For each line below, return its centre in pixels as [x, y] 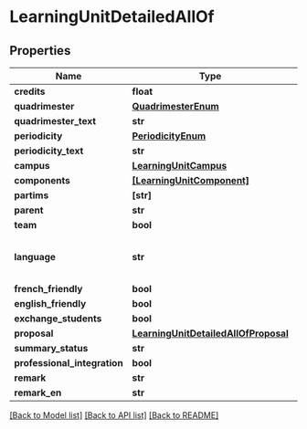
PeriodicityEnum [169, 136]
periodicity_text [49, 151]
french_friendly [48, 289]
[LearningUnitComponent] [191, 180]
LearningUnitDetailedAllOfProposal [211, 333]
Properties [40, 51]
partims [32, 195]
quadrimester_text [55, 121]
